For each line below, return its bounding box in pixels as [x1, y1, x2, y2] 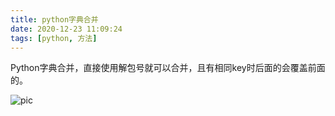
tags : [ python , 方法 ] [10, 33, 98, 43]
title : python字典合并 [10, 14, 99, 25]
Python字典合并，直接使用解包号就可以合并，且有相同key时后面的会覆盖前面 [10, 62, 326, 74]
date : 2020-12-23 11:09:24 [10, 24, 123, 34]
